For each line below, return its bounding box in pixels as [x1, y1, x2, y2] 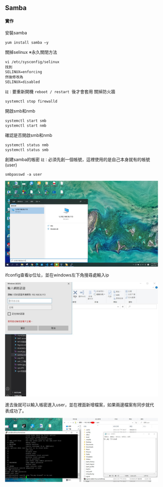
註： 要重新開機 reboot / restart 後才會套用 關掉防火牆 [5, 88, 115, 94]
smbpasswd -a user [5, 172, 42, 177]
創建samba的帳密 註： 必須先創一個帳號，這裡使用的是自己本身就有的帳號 [5, 156, 150, 162]
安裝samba [5, 30, 28, 35]
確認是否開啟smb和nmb [5, 132, 52, 138]
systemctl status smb [5, 147, 49, 152]
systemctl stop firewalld [5, 99, 57, 104]
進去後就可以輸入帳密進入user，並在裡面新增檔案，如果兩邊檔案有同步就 [5, 402, 150, 408]
